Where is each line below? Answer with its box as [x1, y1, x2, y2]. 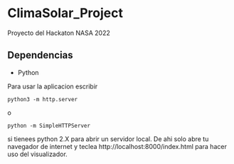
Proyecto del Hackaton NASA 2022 [7, 29, 110, 37]
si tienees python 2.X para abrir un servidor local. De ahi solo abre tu [7, 134, 209, 143]
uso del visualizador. [7, 150, 68, 158]
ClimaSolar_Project [7, 5, 123, 21]
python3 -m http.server [7, 96, 78, 103]
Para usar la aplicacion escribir [7, 82, 98, 91]
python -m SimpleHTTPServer [7, 122, 91, 129]
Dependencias [7, 49, 73, 61]
